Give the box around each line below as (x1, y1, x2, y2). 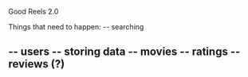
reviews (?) (8, 57, 65, 71)
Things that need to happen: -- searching (8, 22, 144, 31)
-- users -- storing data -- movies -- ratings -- (8, 45, 241, 59)
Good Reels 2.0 (8, 7, 59, 16)
